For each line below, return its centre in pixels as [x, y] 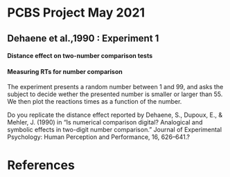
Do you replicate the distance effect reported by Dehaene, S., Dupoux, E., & [115, 115]
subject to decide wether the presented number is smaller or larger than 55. [115, 94]
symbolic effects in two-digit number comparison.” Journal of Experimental [115, 130]
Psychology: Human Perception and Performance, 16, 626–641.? [99, 137]
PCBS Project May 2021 [76, 13]
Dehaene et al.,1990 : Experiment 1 [83, 38]
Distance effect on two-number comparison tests [80, 56]
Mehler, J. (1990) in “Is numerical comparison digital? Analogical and [105, 122]
